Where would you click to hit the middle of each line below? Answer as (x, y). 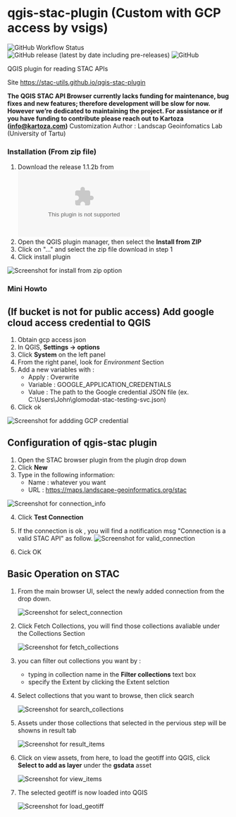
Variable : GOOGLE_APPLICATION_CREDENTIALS (99, 384)
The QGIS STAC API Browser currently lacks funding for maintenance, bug (118, 96)
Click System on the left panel (61, 355)
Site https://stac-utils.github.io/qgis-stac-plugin (76, 82)
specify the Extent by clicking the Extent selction (99, 682)
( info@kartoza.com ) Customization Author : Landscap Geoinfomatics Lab (115, 125)
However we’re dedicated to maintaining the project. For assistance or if (115, 111)
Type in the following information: (66, 474)
